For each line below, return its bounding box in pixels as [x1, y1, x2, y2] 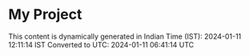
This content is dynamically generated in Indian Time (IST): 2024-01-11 [8, 32, 242, 41]
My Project [8, 6, 82, 24]
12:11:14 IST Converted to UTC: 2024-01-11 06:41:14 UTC [8, 39, 195, 49]
